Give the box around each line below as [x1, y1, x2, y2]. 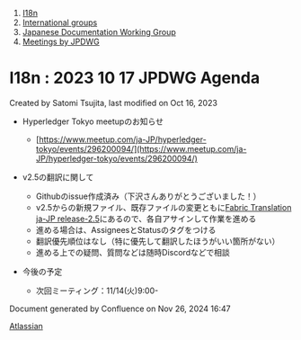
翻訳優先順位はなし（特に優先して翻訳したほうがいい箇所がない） [35, 236, 280, 246]
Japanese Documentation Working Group [22, 27, 177, 37]
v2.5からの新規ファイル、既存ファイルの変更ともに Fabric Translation [35, 201, 292, 212]
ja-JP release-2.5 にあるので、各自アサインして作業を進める [35, 213, 257, 224]
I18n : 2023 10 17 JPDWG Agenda [9, 67, 261, 88]
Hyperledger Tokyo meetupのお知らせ [22, 116, 164, 127]
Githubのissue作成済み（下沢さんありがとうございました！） [35, 191, 261, 201]
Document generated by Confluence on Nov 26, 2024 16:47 [9, 303, 231, 314]
